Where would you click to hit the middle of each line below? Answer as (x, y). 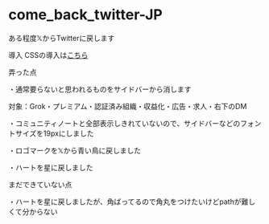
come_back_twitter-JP (85, 15)
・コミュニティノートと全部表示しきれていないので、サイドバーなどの (124, 123)
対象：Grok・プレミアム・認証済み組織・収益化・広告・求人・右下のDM (128, 106)
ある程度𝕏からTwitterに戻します (62, 38)
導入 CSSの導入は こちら (48, 55)
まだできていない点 (40, 184)
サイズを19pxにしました (54, 133)
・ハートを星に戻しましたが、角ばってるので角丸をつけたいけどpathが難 (128, 202)
